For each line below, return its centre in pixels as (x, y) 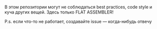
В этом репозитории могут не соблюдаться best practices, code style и (78, 7)
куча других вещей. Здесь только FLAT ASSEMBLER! (59, 12)
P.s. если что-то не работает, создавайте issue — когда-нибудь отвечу (78, 22)
